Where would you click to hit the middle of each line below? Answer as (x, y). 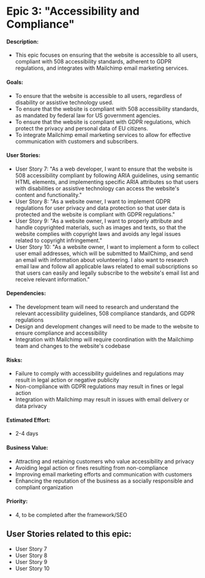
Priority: (17, 501)
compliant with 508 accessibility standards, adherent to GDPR (93, 62)
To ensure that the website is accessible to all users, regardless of (99, 95)
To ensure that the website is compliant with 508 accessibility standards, (107, 109)
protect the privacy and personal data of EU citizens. (82, 128)
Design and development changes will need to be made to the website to (107, 326)
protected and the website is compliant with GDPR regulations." (95, 214)
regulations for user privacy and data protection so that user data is (100, 208)
